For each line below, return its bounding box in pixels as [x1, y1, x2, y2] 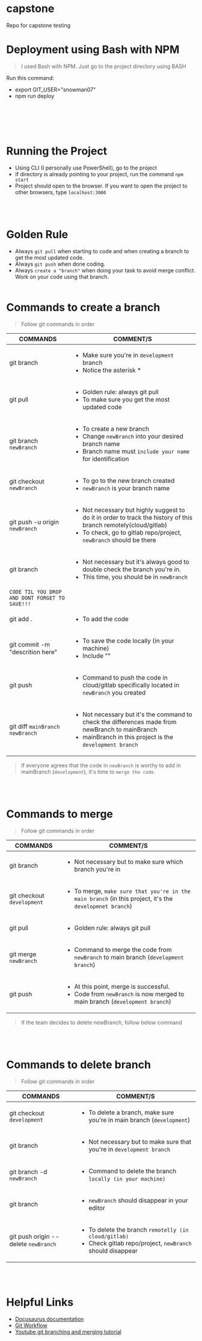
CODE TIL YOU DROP [9, 588, 62, 595]
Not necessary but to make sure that [88, 1137, 192, 1146]
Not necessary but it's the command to [82, 710, 192, 719]
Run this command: [6, 74, 54, 81]
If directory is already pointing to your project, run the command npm [14, 170, 184, 177]
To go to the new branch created [82, 476, 175, 485]
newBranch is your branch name [82, 483, 170, 492]
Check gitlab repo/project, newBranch [88, 1239, 192, 1247]
